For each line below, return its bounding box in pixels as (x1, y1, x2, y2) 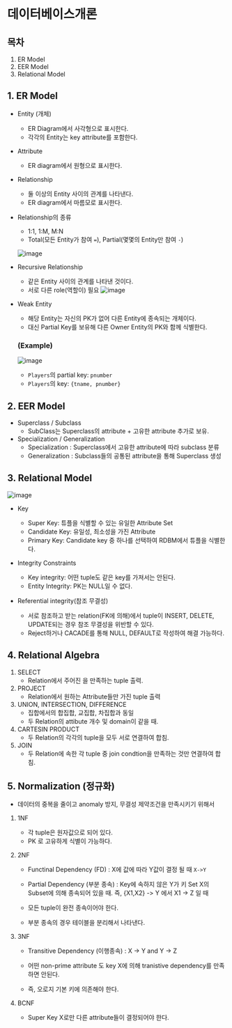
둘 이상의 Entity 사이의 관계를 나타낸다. (27, 189, 134, 198)
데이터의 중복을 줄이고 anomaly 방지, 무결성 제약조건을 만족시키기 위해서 (17, 800, 215, 809)
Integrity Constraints (17, 559, 77, 567)
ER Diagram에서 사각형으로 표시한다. (27, 124, 129, 132)
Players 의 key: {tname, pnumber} (27, 380, 121, 388)
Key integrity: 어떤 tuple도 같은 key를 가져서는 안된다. (27, 573, 176, 582)
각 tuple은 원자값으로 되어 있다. (27, 828, 114, 836)
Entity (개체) (17, 109, 52, 118)
